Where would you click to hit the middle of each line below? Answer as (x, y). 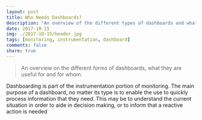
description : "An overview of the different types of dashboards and (95, 23)
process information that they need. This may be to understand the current (99, 98)
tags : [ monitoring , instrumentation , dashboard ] (68, 40)
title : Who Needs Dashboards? (44, 17)
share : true (21, 51)
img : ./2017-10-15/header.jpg (44, 34)
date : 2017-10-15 (28, 28)
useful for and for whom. (52, 74)
